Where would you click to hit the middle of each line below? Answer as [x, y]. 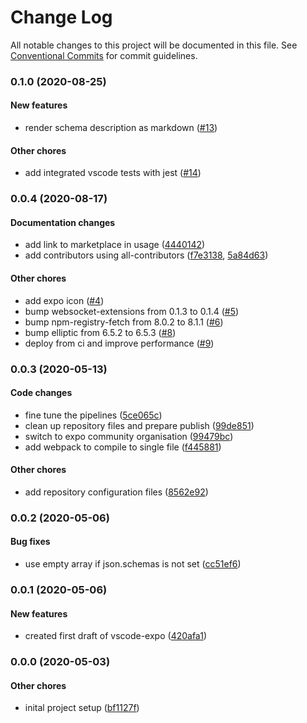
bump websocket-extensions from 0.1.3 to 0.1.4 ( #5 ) [132, 311]
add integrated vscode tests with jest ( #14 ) [113, 173]
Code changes [41, 393]
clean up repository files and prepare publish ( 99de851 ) [139, 425]
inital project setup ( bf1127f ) [82, 708]
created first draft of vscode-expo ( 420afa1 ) [115, 636]
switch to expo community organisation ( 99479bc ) [129, 436]
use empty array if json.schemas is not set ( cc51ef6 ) [133, 564]
